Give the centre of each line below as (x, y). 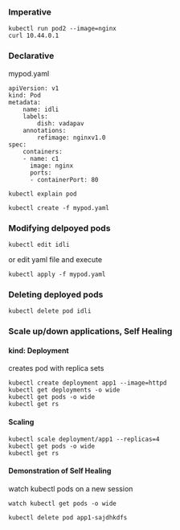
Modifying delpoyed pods (59, 228)
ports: (41, 173)
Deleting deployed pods (56, 294)
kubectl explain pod (43, 194)
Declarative (31, 56)
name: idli (41, 109)
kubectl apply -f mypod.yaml (57, 274)
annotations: (45, 130)
